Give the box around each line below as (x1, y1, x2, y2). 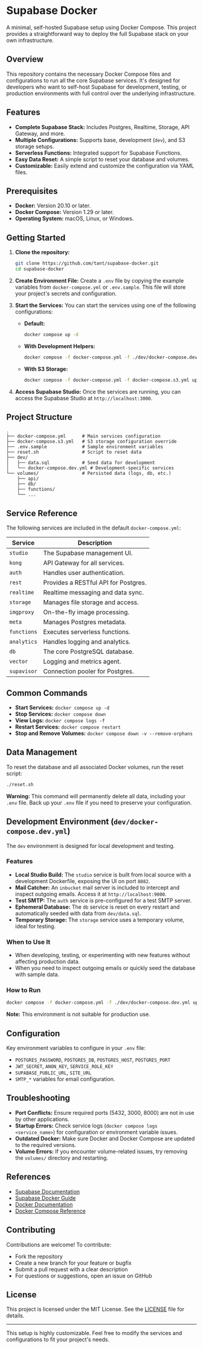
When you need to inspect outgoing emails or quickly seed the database (14, 964, 196, 972)
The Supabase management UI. (43, 549, 133, 557)
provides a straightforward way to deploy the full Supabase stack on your (6, 30, 189, 37)
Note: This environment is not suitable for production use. (6, 1011, 150, 1018)
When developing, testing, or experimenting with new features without (14, 952, 190, 959)
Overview (6, 54, 44, 64)
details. (6, 1312, 25, 1319)
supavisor (9, 668, 37, 675)
